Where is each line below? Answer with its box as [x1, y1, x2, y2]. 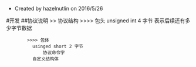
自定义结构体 [32, 56, 59, 62]
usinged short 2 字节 [32, 43, 83, 49]
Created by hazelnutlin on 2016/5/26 [14, 5, 103, 12]
